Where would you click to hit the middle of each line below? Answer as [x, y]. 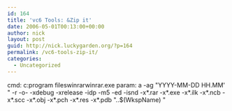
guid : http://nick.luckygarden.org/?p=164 [70, 46]
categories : [24, 59]
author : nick [26, 33]
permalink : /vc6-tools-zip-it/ [53, 53]
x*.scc [16, 100]
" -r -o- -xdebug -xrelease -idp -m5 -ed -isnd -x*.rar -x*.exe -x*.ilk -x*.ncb [114, 92]
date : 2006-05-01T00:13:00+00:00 [56, 26]
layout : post [26, 40]
